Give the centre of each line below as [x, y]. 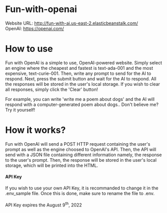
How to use [29, 49]
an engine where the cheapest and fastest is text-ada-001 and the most [79, 68]
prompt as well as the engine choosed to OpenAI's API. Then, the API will [81, 149]
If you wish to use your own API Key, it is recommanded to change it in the [82, 188]
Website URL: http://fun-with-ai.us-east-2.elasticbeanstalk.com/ [72, 23]
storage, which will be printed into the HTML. [52, 165]
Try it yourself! [20, 110]
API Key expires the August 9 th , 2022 [44, 204]
